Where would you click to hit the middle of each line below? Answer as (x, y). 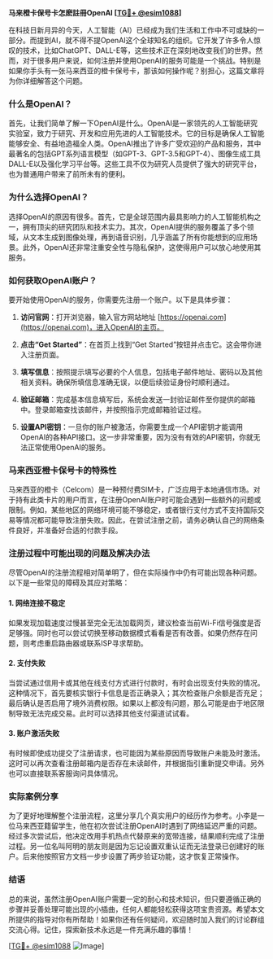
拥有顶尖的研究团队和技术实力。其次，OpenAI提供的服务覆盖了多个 (135, 226)
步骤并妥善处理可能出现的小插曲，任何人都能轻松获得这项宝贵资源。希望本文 (136, 909)
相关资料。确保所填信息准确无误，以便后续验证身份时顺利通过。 (127, 382)
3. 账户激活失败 (34, 733)
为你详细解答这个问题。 (48, 81)
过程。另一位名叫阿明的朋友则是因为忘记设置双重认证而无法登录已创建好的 (133, 847)
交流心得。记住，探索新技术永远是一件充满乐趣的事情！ (101, 929)
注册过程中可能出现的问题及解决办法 (79, 554)
